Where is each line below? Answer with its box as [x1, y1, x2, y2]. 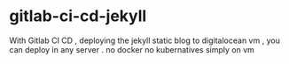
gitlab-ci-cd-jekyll [9, 6, 147, 26]
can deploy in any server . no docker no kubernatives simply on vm [9, 44, 255, 54]
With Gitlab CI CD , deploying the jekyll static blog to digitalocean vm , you [9, 35, 281, 46]
